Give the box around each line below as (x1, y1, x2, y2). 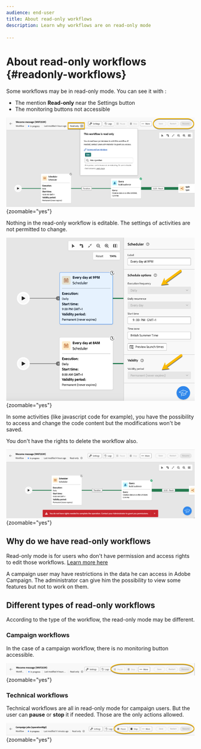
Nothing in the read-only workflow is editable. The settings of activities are (6, 219, 190, 227)
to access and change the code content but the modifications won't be (6, 420, 181, 427)
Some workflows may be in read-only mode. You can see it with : (6, 87, 166, 95)
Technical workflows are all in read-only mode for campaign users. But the (6, 705, 190, 712)
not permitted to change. (6, 226, 68, 233)
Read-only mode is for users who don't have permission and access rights (6, 552, 190, 559)
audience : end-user (6, 10, 55, 16)
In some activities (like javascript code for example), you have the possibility (6, 413, 194, 420)
